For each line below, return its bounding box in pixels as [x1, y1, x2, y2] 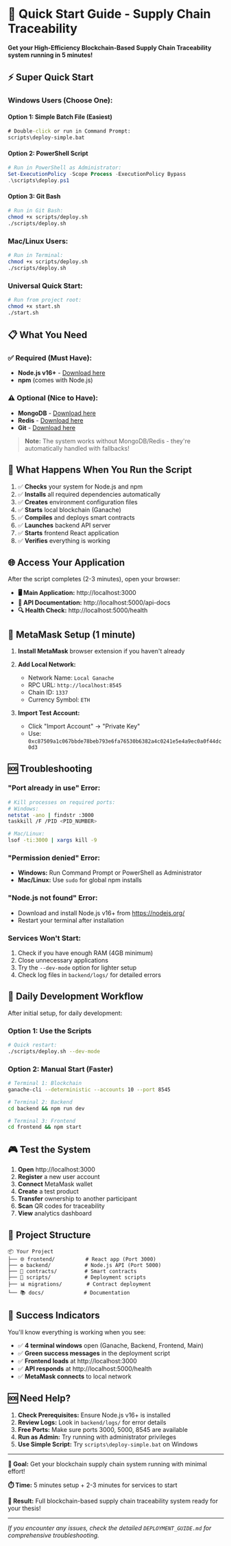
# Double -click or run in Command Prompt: [8, 128, 131, 135]
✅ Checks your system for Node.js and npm [17, 482, 143, 491]
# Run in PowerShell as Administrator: [8, 164, 122, 171]
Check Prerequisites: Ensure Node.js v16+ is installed [17, 1411, 171, 1419]
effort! [8, 1467, 26, 1475]
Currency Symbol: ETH [27, 695, 90, 704]
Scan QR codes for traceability [17, 1202, 105, 1210]
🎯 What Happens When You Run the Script [8, 464, 193, 476]
